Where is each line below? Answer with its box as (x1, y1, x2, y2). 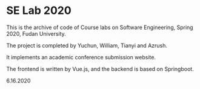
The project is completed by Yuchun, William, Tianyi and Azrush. (6, 42, 168, 49)
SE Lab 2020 (6, 4, 72, 18)
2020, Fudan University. (6, 30, 67, 37)
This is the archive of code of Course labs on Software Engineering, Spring (6, 24, 193, 31)
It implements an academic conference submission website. (6, 53, 156, 61)
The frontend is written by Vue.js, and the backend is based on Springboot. (6, 65, 194, 73)
